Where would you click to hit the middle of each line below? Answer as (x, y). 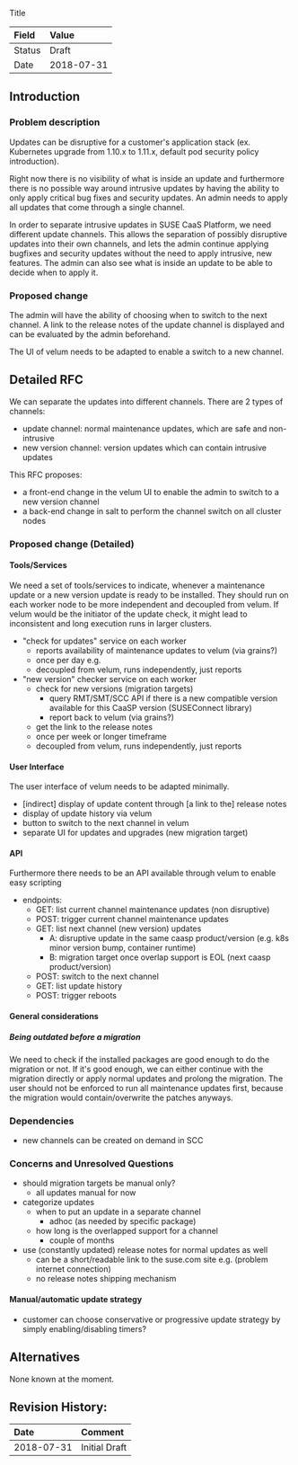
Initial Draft (104, 1448)
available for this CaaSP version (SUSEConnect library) (151, 707)
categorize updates (58, 1203)
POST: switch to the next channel (97, 977)
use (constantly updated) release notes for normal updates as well (145, 1250)
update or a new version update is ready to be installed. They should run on (149, 595)
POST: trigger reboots (76, 996)
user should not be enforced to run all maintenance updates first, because (147, 1088)
